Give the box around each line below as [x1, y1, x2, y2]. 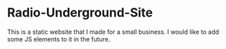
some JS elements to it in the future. [7, 35, 111, 43]
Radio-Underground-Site [7, 5, 153, 21]
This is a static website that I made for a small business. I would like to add [7, 28, 220, 36]
